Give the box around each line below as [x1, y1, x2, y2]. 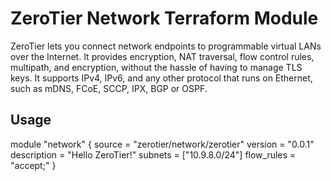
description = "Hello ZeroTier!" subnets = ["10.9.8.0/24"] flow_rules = [10, 148, 297, 161]
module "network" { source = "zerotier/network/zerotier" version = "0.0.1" [10, 138, 315, 150]
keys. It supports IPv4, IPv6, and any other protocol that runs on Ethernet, [10, 72, 313, 84]
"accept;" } [10, 159, 57, 171]
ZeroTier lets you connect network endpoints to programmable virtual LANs [10, 40, 322, 52]
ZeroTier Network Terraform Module [10, 7, 319, 30]
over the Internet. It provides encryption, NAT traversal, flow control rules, [10, 50, 315, 62]
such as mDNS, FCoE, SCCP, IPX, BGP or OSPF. [10, 82, 208, 94]
